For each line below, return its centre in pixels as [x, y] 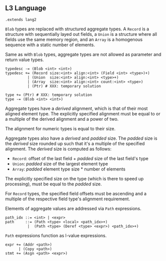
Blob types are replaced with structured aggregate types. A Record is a [77, 29]
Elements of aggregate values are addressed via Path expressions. [73, 208]
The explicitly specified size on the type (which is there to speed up [75, 178]
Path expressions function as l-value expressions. [56, 235]
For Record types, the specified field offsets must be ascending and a [76, 193]
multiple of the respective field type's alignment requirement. [68, 199]
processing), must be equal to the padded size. [53, 184]
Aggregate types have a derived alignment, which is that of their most [77, 108]
